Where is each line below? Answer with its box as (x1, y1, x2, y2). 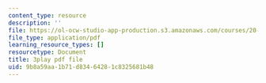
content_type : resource (8, 11, 87, 20)
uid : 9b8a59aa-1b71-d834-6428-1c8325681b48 (8, 63, 154, 71)
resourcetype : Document (8, 48, 87, 56)
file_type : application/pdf (8, 33, 101, 42)
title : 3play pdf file (8, 56, 83, 64)
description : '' (8, 19, 62, 27)
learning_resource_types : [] (8, 41, 104, 49)
